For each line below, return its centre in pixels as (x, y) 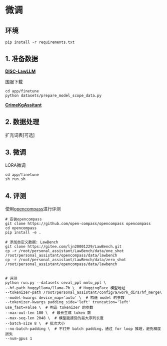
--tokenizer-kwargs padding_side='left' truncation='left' (68, 302)
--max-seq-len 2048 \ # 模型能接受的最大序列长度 (54, 318)
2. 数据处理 (22, 122)
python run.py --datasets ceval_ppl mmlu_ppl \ (56, 283)
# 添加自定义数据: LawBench (32, 242)
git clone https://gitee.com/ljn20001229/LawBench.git (63, 247)
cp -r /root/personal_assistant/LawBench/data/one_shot (64, 251)
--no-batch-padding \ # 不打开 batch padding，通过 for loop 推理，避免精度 (83, 329)
